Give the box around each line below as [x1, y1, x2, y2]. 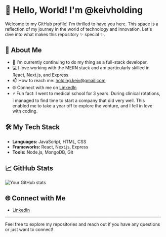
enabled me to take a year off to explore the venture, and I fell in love [12, 102, 153, 108]
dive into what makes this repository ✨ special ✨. [5, 31, 105, 37]
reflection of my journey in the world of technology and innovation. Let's [5, 26, 152, 32]
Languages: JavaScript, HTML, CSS [12, 139, 86, 144]
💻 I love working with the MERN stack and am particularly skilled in [12, 64, 150, 71]
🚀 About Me [5, 46, 42, 54]
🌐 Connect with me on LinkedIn [12, 84, 77, 91]
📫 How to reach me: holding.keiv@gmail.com [12, 77, 106, 83]
